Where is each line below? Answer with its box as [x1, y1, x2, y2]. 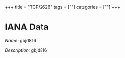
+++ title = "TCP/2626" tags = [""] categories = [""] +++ [5, 4, 121, 10]
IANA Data [5, 22, 49, 32]
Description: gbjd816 [5, 47, 47, 53]
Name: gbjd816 [5, 37, 36, 43]
